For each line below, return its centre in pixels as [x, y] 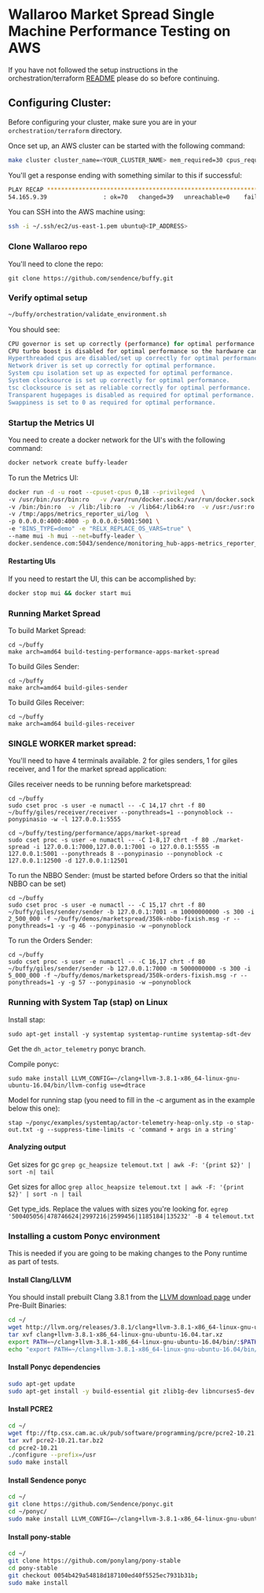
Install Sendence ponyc [48, 1480]
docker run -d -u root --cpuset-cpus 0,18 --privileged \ [107, 492]
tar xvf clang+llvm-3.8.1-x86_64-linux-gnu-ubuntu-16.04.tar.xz [115, 1335]
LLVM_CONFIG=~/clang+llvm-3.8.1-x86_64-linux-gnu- [156, 1078]
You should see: [34, 329]
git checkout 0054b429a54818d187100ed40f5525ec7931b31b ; [103, 1575]
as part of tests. [34, 1262]
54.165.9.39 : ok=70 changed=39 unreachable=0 [119, 197]
